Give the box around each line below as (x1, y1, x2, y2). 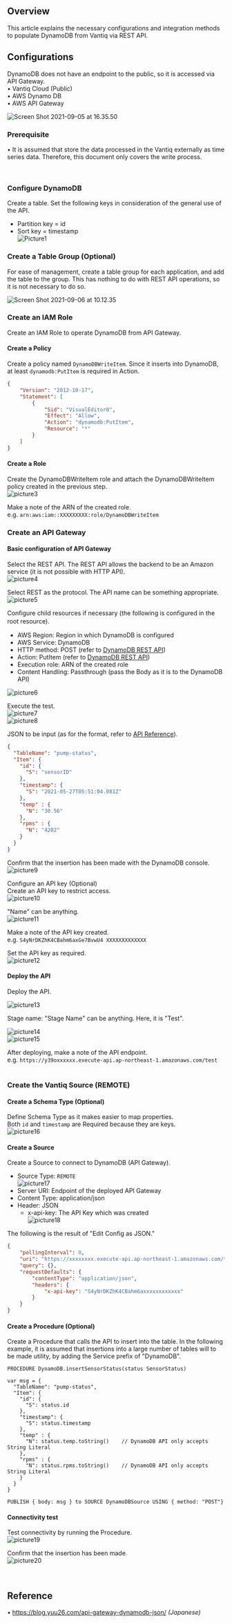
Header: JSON (17, 1201, 59, 1210)
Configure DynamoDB (7, 183, 82, 193)
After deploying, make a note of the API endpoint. (7, 1049, 148, 1057)
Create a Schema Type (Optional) (7, 1097, 105, 1105)
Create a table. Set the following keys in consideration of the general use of (7, 199, 222, 207)
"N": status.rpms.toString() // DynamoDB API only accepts (25, 1462, 209, 1470)
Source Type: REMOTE (17, 1172, 76, 1181)
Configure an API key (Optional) (7, 879, 98, 888)
